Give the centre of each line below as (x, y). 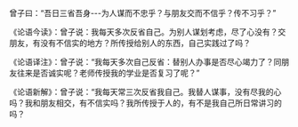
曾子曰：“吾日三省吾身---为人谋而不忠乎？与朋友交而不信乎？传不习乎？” (143, 13)
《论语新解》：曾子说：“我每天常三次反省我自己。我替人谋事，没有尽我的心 (145, 92)
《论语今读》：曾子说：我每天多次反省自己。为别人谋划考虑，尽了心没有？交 (148, 32)
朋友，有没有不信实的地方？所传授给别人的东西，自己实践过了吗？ (130, 43)
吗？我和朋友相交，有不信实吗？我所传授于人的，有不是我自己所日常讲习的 (145, 103)
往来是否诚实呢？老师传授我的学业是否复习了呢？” (108, 73)
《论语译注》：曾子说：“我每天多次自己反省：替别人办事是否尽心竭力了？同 (145, 62)
